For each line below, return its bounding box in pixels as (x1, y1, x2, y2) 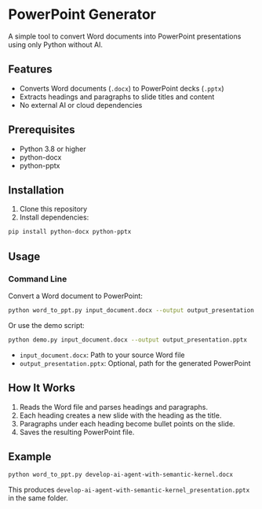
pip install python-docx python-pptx (8, 228, 132, 236)
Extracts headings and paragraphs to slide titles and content (19, 92, 215, 101)
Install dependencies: (19, 212, 89, 222)
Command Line (8, 273, 67, 284)
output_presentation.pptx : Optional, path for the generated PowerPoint (19, 358, 251, 367)
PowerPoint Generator (8, 6, 157, 24)
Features (8, 63, 53, 76)
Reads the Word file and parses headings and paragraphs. (19, 402, 208, 411)
